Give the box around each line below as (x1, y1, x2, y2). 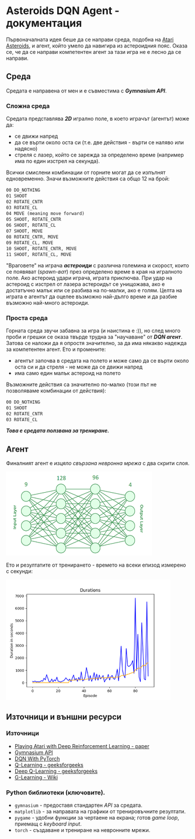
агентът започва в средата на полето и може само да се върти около (14, 357, 189, 364)
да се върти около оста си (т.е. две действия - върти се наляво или (14, 139, 184, 146)
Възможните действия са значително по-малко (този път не (6, 381, 157, 388)
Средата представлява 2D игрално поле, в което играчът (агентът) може (6, 115, 190, 122)
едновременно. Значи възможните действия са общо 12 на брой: (6, 175, 170, 182)
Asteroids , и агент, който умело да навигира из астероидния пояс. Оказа (6, 42, 188, 49)
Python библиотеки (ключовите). (6, 788, 106, 796)
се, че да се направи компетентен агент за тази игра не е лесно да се (6, 48, 182, 55)
